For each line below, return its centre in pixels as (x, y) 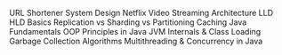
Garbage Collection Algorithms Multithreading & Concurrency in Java (136, 41)
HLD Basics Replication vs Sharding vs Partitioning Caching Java (128, 22)
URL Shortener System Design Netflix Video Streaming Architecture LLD (141, 13)
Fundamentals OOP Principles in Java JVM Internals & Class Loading (135, 31)
